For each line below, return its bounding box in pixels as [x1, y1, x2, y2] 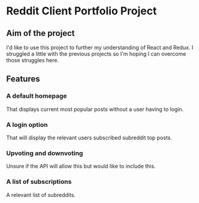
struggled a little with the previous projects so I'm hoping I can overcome [6, 50, 186, 57]
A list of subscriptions [6, 178, 72, 186]
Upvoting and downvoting [6, 149, 83, 157]
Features [6, 74, 40, 84]
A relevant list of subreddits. [6, 191, 76, 198]
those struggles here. [6, 57, 59, 63]
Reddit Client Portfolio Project [6, 4, 157, 18]
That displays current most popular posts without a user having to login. [6, 105, 184, 113]
